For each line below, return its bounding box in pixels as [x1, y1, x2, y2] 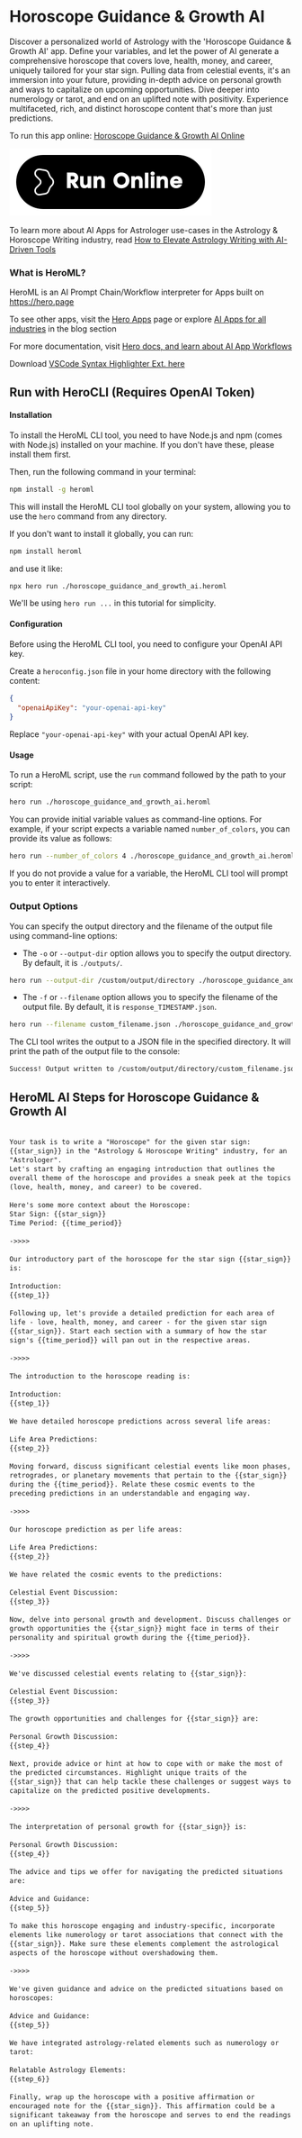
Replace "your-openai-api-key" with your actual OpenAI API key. [9, 729, 250, 740]
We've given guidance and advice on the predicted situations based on [9, 1984, 283, 1993]
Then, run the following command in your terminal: [9, 466, 197, 477]
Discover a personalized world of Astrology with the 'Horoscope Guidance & [9, 36, 292, 47]
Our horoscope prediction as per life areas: [9, 1524, 182, 1533]
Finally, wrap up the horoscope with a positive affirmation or [9, 2092, 255, 2101]
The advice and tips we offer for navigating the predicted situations [9, 1867, 283, 1876]
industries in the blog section [9, 323, 117, 334]
